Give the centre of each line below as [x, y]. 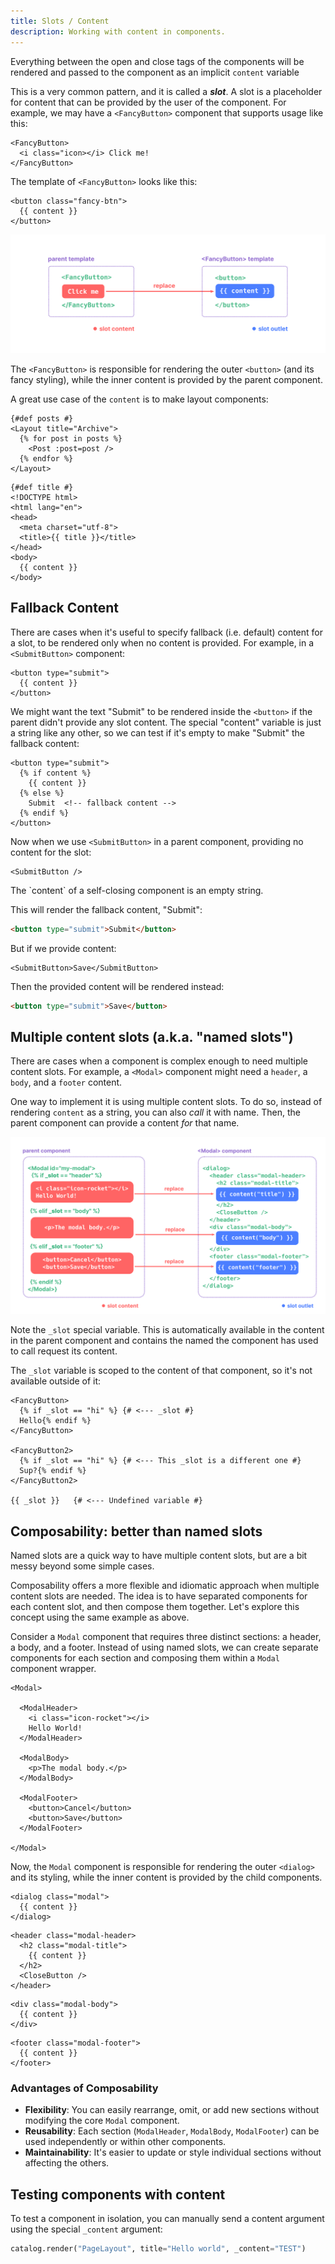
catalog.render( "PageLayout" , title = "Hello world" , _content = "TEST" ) [158, 2249]
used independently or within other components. [125, 2142]
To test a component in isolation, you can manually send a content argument [167, 2219]
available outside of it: [56, 1381]
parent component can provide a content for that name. [125, 1123]
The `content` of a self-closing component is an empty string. [137, 890]
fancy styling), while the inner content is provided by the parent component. [166, 379]
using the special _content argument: [86, 2229]
